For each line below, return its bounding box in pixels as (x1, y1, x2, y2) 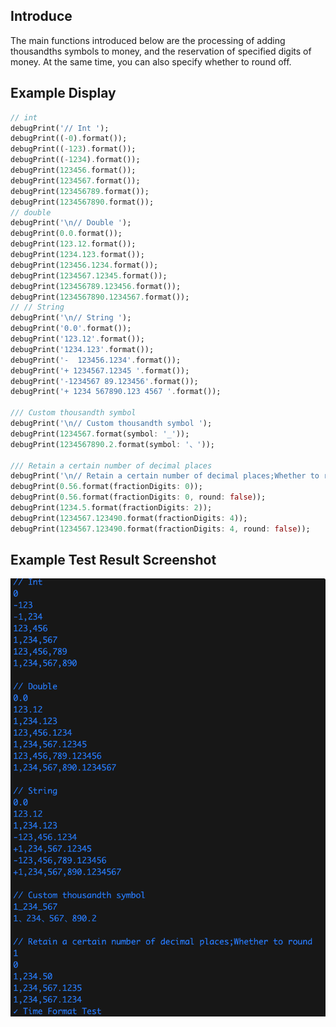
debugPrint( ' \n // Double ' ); (10, 218, 132, 228)
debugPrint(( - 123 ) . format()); (10, 144, 137, 154)
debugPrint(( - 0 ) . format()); (10, 134, 128, 144)
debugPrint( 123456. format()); (10, 165, 137, 175)
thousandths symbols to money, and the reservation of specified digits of (10, 45, 312, 57)
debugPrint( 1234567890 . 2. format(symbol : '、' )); (10, 439, 215, 449)
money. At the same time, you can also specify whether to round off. (10, 55, 292, 68)
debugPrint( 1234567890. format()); (10, 197, 155, 207)
